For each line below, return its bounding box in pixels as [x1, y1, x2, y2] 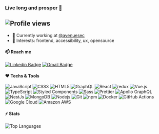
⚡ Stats [5, 111, 20, 116]
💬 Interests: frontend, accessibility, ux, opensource [12, 38, 115, 43]
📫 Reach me [5, 49, 32, 55]
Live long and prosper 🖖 [5, 4, 62, 11]
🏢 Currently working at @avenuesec [12, 32, 85, 38]
